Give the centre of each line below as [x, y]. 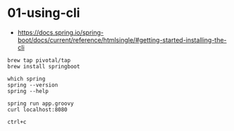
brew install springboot [44, 66]
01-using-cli [44, 13]
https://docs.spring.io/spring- [61, 32]
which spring [26, 79]
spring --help [28, 91]
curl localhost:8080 [38, 110]
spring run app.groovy [41, 104]
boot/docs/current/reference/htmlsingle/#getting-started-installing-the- [122, 39]
